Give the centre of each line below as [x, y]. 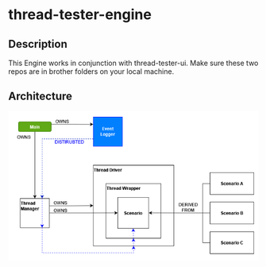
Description [38, 44]
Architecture [40, 97]
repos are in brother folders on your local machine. [91, 72]
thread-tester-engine [80, 15]
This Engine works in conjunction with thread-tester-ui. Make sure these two [133, 63]
